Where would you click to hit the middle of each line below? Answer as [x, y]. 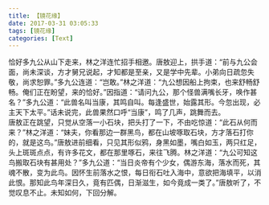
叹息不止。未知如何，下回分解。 [68, 193]
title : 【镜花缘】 [36, 16]
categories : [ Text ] [41, 38]
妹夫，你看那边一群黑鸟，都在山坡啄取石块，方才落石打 [155, 133]
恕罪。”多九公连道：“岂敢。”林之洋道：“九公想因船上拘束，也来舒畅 [144, 82]
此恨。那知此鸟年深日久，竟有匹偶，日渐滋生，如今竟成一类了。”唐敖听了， [131, 182]
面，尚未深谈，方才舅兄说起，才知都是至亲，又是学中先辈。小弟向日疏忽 [128, 72]
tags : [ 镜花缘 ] [32, 31]
